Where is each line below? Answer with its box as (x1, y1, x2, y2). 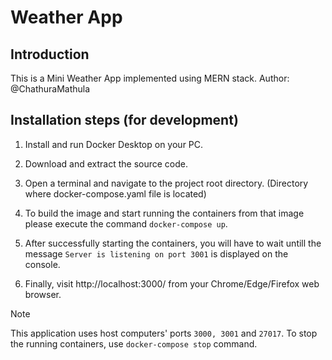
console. (24, 258, 61, 270)
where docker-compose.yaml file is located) (24, 187, 207, 200)
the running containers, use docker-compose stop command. (10, 337, 258, 350)
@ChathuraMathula (10, 83, 91, 95)
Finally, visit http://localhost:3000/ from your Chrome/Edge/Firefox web (24, 277, 320, 290)
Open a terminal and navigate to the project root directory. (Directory (24, 177, 309, 189)
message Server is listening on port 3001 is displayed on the (24, 247, 289, 260)
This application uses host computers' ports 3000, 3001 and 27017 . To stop (10, 327, 318, 339)
